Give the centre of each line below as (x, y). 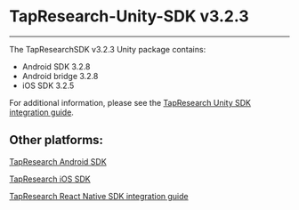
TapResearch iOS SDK (50, 179)
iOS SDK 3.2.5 (48, 85)
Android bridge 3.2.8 (60, 76)
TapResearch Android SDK (58, 161)
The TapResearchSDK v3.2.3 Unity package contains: (108, 49)
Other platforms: (57, 140)
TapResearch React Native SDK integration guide (99, 196)
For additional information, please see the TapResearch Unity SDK (130, 102)
